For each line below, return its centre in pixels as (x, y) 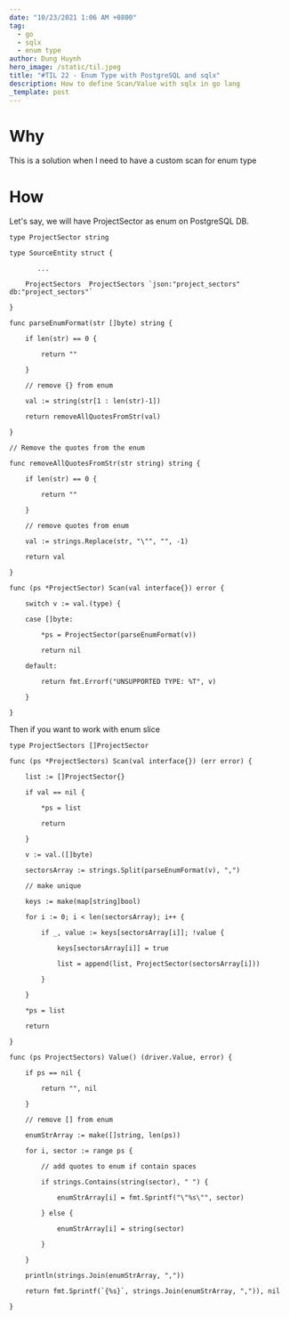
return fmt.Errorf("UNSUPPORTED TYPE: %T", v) (129, 682)
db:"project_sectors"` (51, 292)
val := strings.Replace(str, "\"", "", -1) (107, 541)
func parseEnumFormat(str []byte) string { (91, 323)
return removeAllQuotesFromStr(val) (93, 417)
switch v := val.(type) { (73, 604)
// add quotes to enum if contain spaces (119, 1167)
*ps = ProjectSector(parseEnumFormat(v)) (119, 635)
